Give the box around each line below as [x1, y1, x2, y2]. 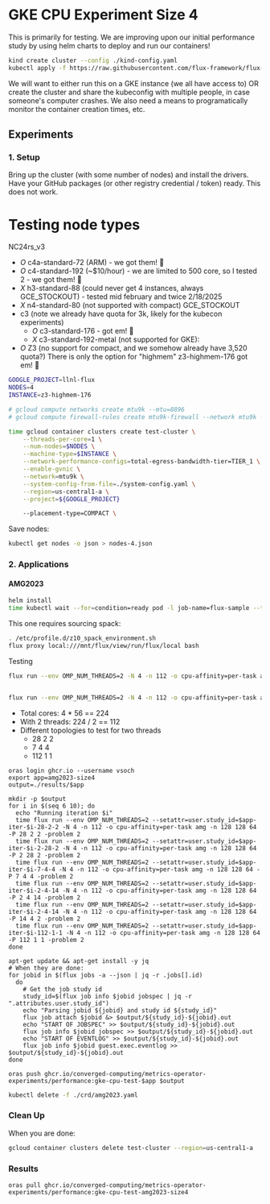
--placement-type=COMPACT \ [22, 509, 117, 517]
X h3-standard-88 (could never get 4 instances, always [19, 284, 204, 293]
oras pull [8, 1181, 42, 1189]
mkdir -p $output [8, 795, 67, 803]
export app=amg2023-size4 [8, 774, 95, 782]
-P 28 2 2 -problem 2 [8, 830, 81, 838]
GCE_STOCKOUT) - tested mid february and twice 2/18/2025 [19, 292, 223, 301]
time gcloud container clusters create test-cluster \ [8, 427, 196, 436]
